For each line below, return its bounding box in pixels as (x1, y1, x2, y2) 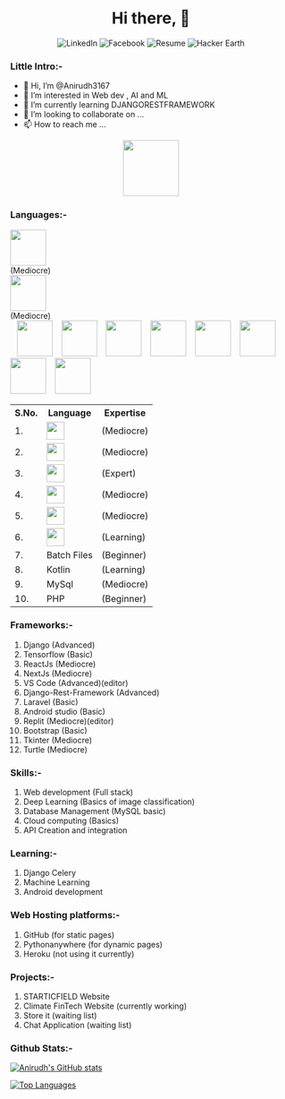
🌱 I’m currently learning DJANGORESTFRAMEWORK (22, 99, 215, 110)
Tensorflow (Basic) (22, 648, 93, 659)
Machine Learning (22, 877, 90, 888)
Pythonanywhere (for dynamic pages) (22, 939, 163, 949)
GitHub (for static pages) (22, 929, 115, 940)
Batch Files (46, 548, 93, 561)
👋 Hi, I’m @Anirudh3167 (22, 81, 111, 91)
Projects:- (10, 971, 54, 983)
